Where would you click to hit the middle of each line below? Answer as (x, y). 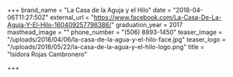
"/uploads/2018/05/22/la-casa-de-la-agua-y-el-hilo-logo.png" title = (106, 47)
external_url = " (72, 17)
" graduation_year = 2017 (147, 25)
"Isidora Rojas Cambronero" (47, 54)
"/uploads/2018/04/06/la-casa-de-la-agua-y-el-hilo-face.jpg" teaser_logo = (116, 40)
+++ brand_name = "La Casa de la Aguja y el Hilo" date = (89, 10)
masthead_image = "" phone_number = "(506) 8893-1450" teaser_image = (115, 32)
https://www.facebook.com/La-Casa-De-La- (158, 17)
